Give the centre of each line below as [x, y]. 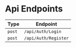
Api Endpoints [34, 9]
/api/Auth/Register [46, 38]
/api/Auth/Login [43, 31]
